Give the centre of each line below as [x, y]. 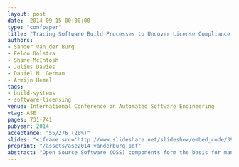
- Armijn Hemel [30, 80]
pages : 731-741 [30, 119]
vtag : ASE [22, 113]
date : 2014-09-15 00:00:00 [49, 21]
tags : [15, 87]
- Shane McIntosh [33, 60]
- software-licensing [39, 100]
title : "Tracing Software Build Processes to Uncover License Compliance [119, 34]
